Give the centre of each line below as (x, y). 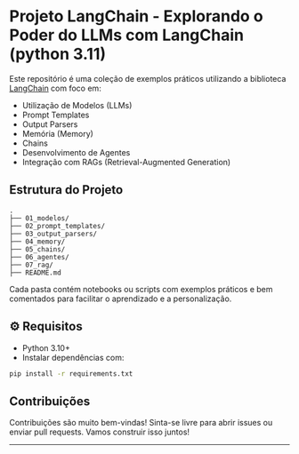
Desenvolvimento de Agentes (76, 152)
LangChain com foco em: (56, 88)
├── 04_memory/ (37, 242)
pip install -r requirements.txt (71, 374)
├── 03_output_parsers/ (53, 234)
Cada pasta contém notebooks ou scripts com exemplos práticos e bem (141, 289)
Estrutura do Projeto (66, 190)
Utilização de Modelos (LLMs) (77, 105)
